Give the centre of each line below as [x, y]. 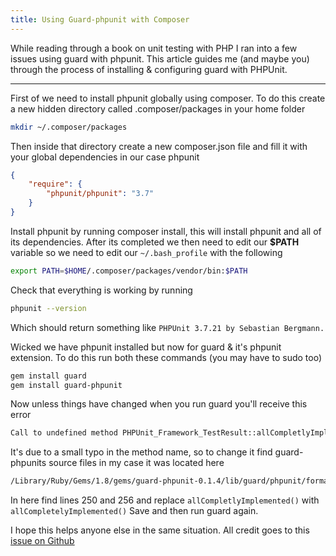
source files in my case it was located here [136, 463]
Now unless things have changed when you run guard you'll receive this [159, 404]
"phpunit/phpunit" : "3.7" [100, 194]
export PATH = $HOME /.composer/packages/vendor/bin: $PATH [129, 271]
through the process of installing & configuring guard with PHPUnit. [149, 69]
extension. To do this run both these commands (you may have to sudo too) [166, 357]
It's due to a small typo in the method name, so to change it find [141, 452]
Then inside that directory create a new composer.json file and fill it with [159, 146]
